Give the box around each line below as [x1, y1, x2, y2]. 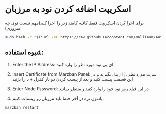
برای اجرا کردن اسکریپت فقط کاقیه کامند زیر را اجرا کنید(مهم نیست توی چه [5, 20, 144, 26]
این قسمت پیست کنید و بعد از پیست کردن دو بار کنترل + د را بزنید [12, 76, 133, 82]
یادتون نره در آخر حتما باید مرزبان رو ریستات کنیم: [12, 95, 104, 101]
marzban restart [5, 105, 39, 110]
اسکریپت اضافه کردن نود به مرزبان [5, 3, 131, 15]
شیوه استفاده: [5, 48, 44, 57]
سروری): [5, 25, 22, 31]
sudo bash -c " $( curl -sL [5, 35, 58, 39]
